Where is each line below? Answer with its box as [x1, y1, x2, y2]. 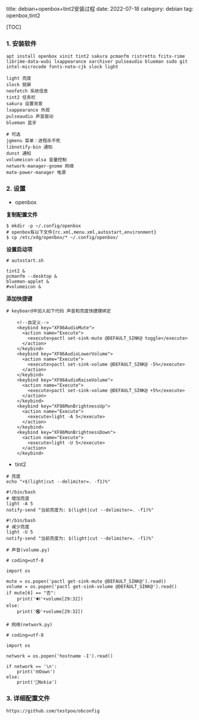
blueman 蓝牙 [6, 120, 37, 126]
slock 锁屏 [6, 82, 32, 88]
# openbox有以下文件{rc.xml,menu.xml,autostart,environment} [6, 229, 157, 235]
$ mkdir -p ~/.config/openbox [6, 223, 82, 229]
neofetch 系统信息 [6, 88, 48, 94]
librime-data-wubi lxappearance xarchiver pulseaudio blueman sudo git [6, 59, 188, 65]
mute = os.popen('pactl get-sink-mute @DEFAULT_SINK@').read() [6, 578, 167, 584]
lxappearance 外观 [6, 107, 50, 114]
